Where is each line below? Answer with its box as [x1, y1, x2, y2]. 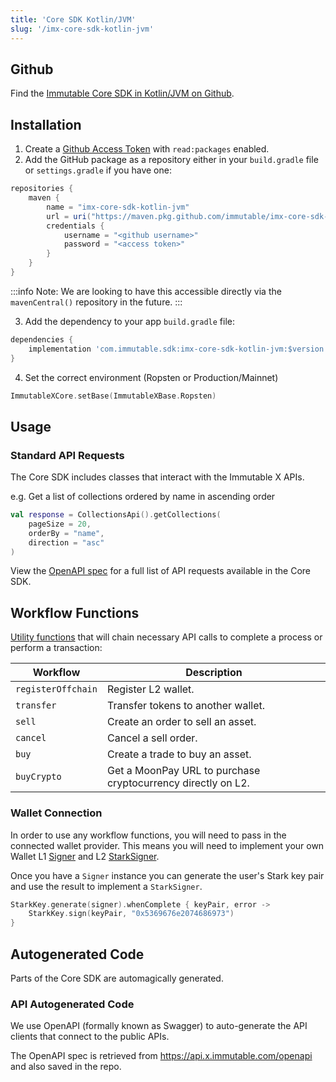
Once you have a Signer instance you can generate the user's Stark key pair [10, 869, 325, 881]
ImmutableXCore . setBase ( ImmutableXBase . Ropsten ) [10, 391, 217, 401]
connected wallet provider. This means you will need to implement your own [10, 839, 325, 851]
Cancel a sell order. [106, 731, 198, 745]
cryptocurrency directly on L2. [106, 776, 250, 790]
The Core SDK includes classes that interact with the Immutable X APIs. [10, 471, 305, 483]
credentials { [46, 221, 105, 231]
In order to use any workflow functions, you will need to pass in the [10, 829, 287, 841]
